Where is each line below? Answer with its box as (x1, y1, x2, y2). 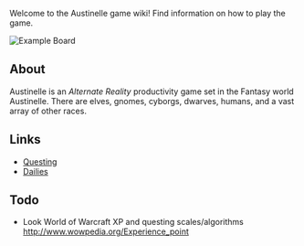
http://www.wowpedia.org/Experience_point (22, 226, 190, 237)
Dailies (22, 166, 48, 176)
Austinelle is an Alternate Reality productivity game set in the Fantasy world (9, 86, 294, 97)
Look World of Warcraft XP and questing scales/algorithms (22, 217, 244, 228)
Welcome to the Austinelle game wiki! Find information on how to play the (9, 8, 286, 18)
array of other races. (9, 105, 87, 116)
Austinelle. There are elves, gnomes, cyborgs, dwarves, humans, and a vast (9, 95, 295, 106)
